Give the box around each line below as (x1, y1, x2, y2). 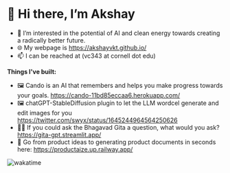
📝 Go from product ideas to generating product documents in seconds (16, 137, 216, 146)
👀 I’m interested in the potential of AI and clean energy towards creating (16, 29, 220, 37)
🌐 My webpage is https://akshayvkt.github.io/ (16, 43, 147, 51)
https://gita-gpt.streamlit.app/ (16, 130, 102, 139)
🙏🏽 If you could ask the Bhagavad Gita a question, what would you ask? (16, 123, 220, 131)
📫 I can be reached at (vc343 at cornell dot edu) (16, 51, 156, 60)
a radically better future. (16, 36, 86, 44)
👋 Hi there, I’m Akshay (7, 6, 135, 22)
